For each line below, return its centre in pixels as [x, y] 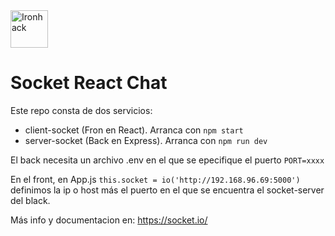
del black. [30, 200]
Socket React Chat [89, 83]
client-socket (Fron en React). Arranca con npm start [134, 130]
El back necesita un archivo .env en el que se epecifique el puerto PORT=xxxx [167, 160]
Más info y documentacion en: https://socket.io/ [109, 220]
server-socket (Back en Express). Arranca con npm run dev [146, 140]
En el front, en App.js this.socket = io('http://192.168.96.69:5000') [155, 179]
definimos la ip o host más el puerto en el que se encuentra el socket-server [167, 190]
